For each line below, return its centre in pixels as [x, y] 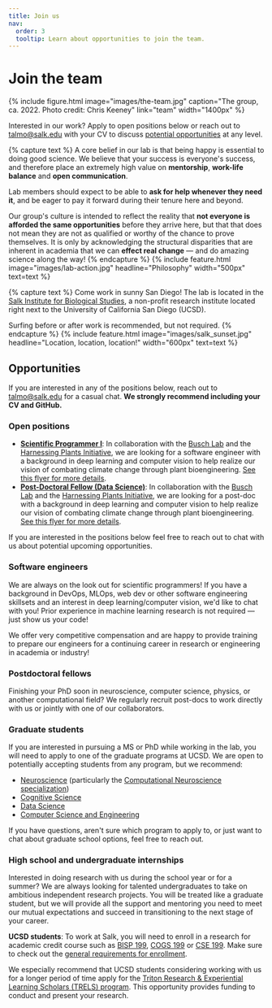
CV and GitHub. [35, 405]
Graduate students [46, 729]
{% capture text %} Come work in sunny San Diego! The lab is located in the [136, 293]
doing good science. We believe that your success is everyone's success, [132, 159]
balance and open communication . [68, 176]
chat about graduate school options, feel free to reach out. [106, 839]
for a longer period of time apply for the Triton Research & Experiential [126, 978]
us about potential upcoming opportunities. [80, 546]
